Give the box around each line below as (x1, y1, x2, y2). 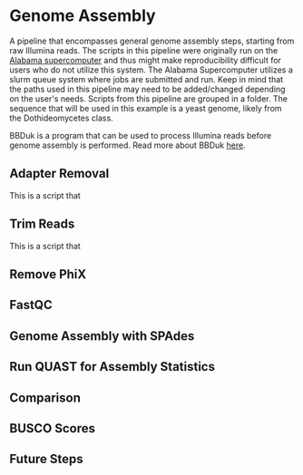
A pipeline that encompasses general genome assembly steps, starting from (9, 35, 295, 46)
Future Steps (9, 451, 83, 467)
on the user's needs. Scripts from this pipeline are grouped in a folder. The (9, 92, 288, 104)
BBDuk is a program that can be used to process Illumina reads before (9, 130, 272, 141)
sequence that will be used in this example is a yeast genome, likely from (9, 102, 283, 113)
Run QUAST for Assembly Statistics (9, 359, 216, 374)
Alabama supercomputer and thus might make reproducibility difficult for (9, 54, 281, 65)
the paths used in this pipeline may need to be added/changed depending (9, 83, 286, 94)
